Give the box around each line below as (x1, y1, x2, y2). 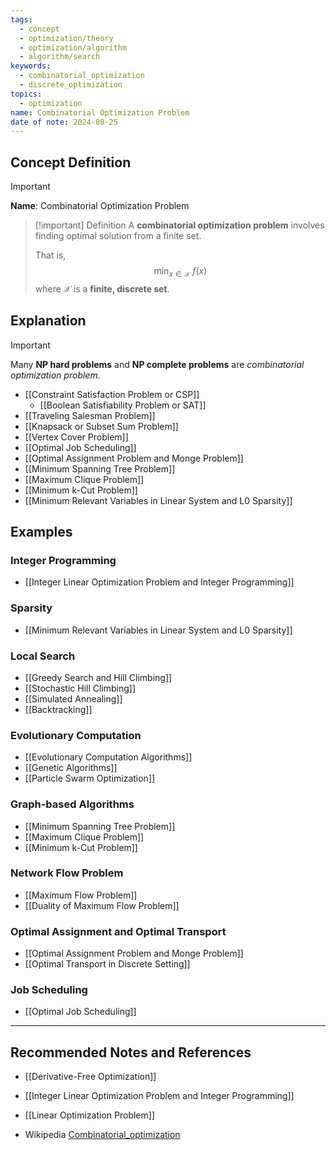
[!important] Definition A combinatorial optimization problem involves (34, 219, 325, 231)
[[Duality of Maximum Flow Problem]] (24, 899, 180, 911)
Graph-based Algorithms (10, 797, 135, 811)
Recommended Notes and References (10, 1044, 252, 1061)
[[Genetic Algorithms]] (24, 762, 118, 774)
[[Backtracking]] (24, 703, 93, 715)
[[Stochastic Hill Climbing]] (24, 682, 137, 694)
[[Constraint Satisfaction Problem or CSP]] (24, 388, 200, 400)
